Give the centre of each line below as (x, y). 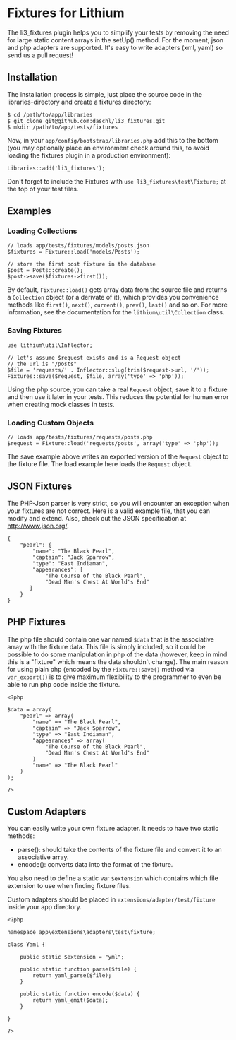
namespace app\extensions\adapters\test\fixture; (82, 933)
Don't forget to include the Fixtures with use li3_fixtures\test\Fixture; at (117, 181)
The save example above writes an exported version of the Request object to (118, 456)
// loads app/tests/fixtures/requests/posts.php (80, 437)
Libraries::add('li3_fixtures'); (56, 168)
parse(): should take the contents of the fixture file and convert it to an (119, 850)
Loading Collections (42, 231)
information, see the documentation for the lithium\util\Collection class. (116, 312)
